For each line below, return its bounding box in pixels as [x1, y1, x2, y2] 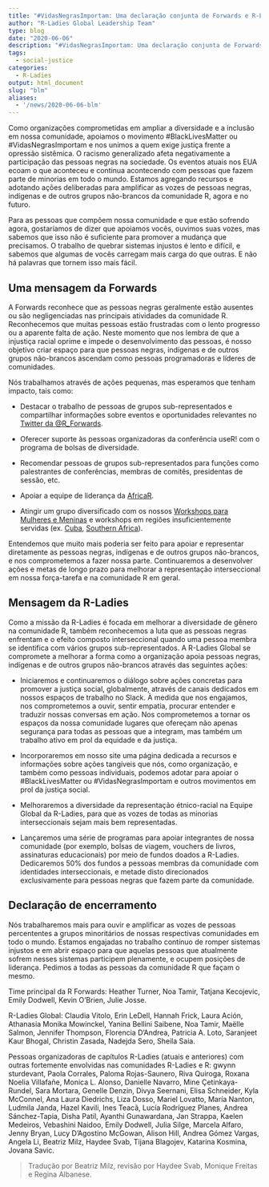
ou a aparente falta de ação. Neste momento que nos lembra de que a [8, 328, 240, 337]
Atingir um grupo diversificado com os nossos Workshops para [19, 506, 229, 515]
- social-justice [15, 57, 74, 65]
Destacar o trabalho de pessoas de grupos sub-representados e [19, 402, 233, 411]
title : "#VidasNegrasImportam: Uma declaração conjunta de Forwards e [8, 11, 249, 20]
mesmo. [8, 971, 35, 980]
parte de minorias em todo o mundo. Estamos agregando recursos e [8, 174, 234, 184]
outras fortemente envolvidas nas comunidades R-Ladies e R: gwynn [8, 1060, 236, 1070]
